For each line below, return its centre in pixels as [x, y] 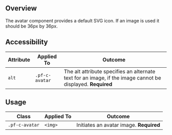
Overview [21, 8]
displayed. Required [88, 84]
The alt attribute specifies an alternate [110, 71]
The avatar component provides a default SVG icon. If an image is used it [82, 20]
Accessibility [27, 42]
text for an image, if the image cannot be [112, 77]
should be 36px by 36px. [31, 26]
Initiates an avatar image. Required [118, 125]
